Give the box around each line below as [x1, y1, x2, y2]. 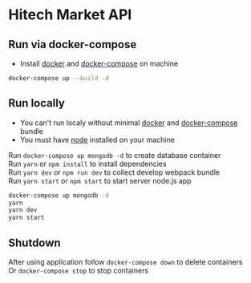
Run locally [8, 96, 66, 110]
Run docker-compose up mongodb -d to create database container [8, 150, 221, 160]
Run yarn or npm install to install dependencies [8, 159, 167, 168]
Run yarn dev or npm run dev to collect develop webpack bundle [8, 167, 221, 177]
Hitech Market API [8, 6, 132, 24]
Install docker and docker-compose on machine [19, 59, 179, 68]
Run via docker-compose [8, 38, 137, 51]
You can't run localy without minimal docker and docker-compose [19, 118, 238, 127]
